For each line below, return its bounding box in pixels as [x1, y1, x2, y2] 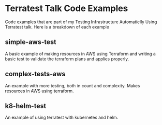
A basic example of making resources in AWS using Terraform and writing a [5, 51, 156, 56]
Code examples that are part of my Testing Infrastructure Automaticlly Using [5, 19, 157, 25]
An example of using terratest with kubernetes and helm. [5, 114, 118, 121]
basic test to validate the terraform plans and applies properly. [5, 56, 129, 62]
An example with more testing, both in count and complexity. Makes [5, 83, 140, 88]
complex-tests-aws [5, 70, 66, 78]
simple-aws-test [5, 38, 57, 46]
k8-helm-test [5, 102, 46, 110]
